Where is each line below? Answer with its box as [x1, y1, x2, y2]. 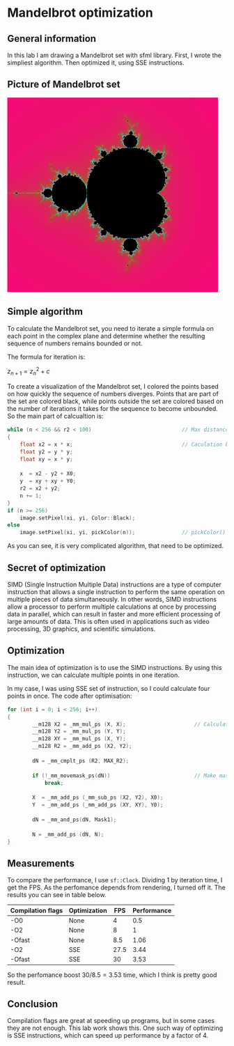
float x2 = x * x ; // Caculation [19, 441, 223, 448]
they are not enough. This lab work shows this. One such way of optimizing [7, 1024, 224, 1032]
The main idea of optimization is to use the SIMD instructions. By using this [7, 663, 222, 671]
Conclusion [7, 998, 58, 1010]
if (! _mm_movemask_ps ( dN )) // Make [32, 772, 217, 779]
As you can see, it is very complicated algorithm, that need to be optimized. [7, 542, 224, 550]
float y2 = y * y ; [19, 448, 73, 455]
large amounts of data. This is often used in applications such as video [7, 618, 210, 626]
